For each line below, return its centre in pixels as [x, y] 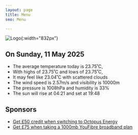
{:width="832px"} [40, 38]
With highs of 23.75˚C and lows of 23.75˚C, [58, 72]
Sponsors [21, 109]
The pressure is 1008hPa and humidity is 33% [61, 88]
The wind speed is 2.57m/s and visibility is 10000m [66, 83]
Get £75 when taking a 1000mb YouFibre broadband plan [73, 127]
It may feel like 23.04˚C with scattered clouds [60, 77]
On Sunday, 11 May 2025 [45, 54]
